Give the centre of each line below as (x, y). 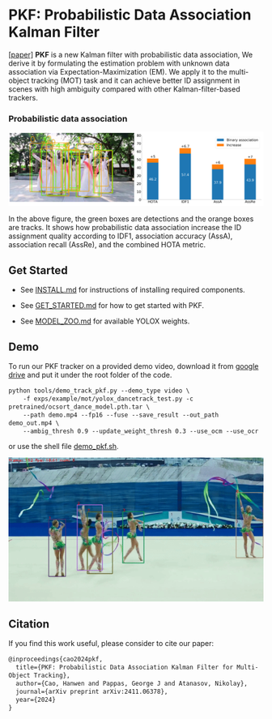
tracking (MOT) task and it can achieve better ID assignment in (136, 80)
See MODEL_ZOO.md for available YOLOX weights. (105, 321)
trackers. (23, 97)
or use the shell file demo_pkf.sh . (64, 447)
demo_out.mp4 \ (34, 423)
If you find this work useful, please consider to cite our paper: (111, 644)
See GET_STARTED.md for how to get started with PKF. (112, 306)
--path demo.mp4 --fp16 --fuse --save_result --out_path (121, 415)
